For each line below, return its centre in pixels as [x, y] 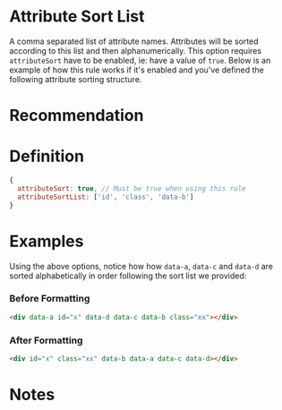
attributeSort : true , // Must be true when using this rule [132, 188]
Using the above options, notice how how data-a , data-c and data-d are [141, 266]
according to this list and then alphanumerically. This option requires [136, 50]
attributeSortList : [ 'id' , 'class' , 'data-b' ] [106, 197]
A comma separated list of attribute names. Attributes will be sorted [134, 41]
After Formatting [46, 340]
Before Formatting [50, 299]
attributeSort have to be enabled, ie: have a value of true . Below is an [140, 60]
